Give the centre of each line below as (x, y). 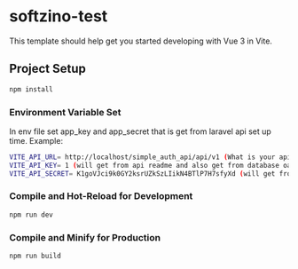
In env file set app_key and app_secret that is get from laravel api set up (141, 131)
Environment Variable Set (65, 112)
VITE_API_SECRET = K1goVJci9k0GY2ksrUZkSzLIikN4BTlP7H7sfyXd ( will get (142, 174)
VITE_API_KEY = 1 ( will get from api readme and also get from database (144, 165)
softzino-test (59, 16)
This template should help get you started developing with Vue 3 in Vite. (141, 41)
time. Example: (36, 140)
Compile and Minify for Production (85, 237)
